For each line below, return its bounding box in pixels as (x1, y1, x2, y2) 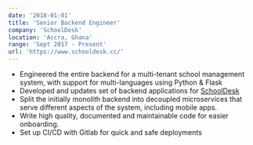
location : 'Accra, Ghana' (8, 33, 92, 42)
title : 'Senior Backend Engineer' (8, 19, 121, 27)
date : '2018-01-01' (8, 11, 72, 20)
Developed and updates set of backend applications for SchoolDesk (19, 86, 240, 95)
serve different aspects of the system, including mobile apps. (19, 103, 218, 112)
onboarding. (19, 119, 60, 129)
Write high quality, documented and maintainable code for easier (19, 111, 229, 120)
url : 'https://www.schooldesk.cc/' (8, 48, 125, 56)
